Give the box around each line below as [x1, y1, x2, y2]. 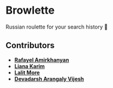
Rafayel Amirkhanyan [14, 56, 69, 63]
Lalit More [14, 69, 40, 76]
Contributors [5, 40, 55, 51]
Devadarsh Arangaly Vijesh [14, 75, 84, 82]
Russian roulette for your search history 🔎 [5, 23, 108, 30]
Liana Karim [14, 62, 45, 70]
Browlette [5, 4, 55, 17]
